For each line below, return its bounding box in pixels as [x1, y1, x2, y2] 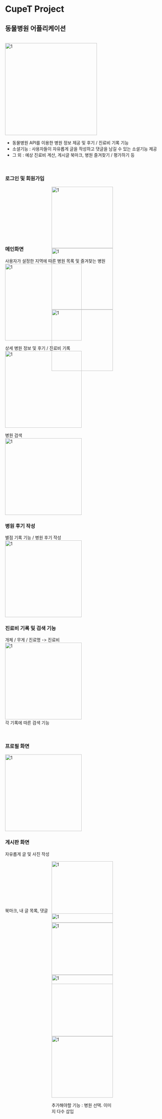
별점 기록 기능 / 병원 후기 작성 [5, 534, 62, 540]
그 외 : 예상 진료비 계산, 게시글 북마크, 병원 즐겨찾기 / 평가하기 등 [12, 152, 135, 158]
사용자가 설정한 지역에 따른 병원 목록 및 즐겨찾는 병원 [5, 258, 106, 264]
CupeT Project [5, 3, 65, 15]
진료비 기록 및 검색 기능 [5, 625, 56, 632]
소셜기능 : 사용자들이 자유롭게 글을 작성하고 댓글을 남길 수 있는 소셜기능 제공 [12, 146, 158, 152]
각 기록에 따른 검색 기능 [5, 720, 50, 726]
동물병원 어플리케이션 [5, 24, 66, 32]
